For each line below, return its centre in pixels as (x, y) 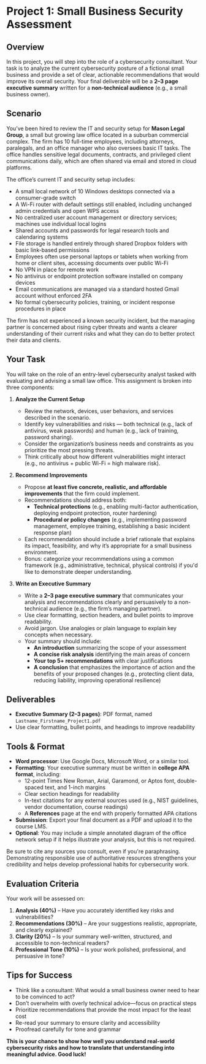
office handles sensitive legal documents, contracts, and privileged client (99, 154)
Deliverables (31, 700)
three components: (30, 387)
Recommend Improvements (51, 475)
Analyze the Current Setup (50, 399)
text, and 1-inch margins (75, 787)
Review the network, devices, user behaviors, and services (99, 411)
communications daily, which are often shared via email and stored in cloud (101, 161)
